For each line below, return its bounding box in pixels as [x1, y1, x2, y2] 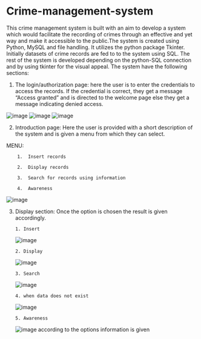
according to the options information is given [38, 326, 150, 333]
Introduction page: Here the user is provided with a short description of [15, 123, 193, 131]
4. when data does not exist [15, 292, 89, 299]
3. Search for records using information [17, 174, 126, 181]
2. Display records [17, 164, 69, 170]
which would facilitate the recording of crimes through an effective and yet [6, 30, 193, 38]
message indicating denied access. [15, 100, 104, 107]
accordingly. [15, 214, 47, 222]
